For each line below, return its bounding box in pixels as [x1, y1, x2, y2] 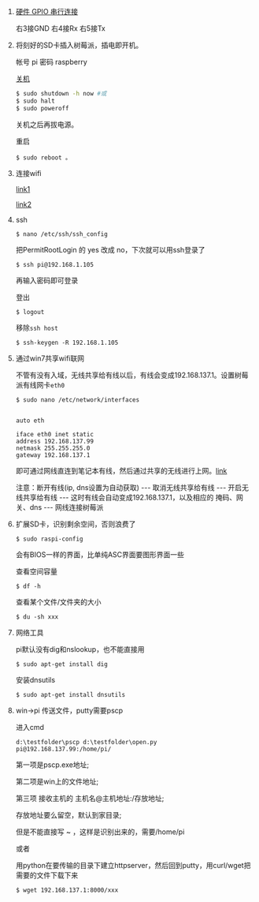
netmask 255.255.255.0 [15, 444, 91, 452]
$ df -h [15, 582, 41, 590]
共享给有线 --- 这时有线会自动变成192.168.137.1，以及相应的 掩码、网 [22, 492, 244, 502]
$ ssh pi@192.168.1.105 [15, 260, 94, 268]
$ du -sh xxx [15, 612, 59, 621]
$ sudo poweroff [15, 104, 69, 112]
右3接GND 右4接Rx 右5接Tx [15, 24, 106, 33]
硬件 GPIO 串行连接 [15, 7, 79, 16]
